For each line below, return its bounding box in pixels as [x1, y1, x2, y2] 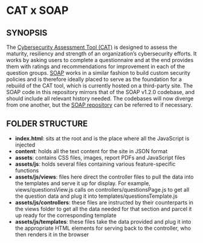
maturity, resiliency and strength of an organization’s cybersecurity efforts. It [6, 50, 197, 57]
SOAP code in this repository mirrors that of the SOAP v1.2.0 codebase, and [6, 89, 195, 95]
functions [14, 166, 39, 174]
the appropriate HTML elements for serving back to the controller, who [14, 224, 192, 232]
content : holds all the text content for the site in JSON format [14, 147, 168, 154]
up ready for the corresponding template [14, 212, 117, 219]
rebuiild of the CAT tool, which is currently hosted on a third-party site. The [6, 82, 193, 89]
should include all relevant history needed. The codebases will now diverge [6, 95, 194, 102]
